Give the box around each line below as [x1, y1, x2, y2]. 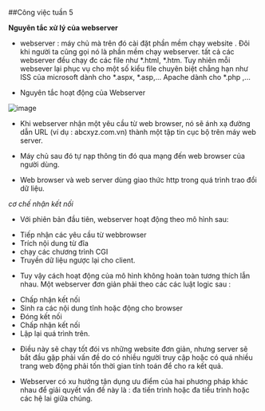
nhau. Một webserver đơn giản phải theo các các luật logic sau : [19, 279, 231, 289]
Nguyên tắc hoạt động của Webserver [19, 88, 146, 97]
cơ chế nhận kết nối [8, 200, 73, 208]
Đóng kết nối [19, 312, 62, 321]
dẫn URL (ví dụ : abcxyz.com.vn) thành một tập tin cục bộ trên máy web [19, 128, 257, 136]
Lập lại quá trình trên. [19, 329, 90, 338]
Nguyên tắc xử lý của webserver [8, 23, 118, 32]
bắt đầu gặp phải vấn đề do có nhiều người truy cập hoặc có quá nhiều [19, 353, 253, 362]
